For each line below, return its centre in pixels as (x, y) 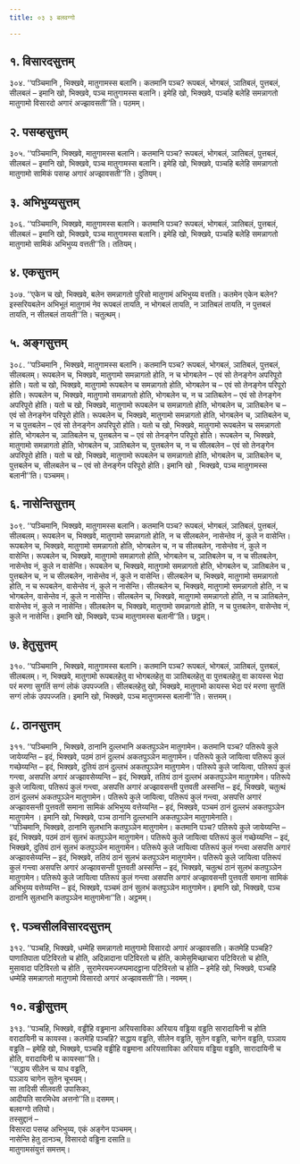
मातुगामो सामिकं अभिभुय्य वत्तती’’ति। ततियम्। (73, 244)
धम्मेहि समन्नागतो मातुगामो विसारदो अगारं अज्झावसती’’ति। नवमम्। (101, 978)
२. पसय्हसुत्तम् (38, 132)
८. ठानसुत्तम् (35, 725)
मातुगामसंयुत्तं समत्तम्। (40, 1149)
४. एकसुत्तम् (34, 272)
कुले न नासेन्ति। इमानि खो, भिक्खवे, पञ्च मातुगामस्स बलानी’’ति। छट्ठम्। (110, 616)
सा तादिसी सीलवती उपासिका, (50, 1089)
